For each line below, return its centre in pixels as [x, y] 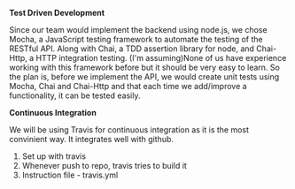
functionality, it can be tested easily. [75, 95]
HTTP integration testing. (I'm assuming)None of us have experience [161, 58]
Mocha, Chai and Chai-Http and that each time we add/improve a [128, 86]
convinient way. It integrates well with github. [92, 139]
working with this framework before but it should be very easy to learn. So [145, 67]
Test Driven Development [57, 13]
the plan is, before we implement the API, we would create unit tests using [144, 77]
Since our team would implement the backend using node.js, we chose [138, 30]
